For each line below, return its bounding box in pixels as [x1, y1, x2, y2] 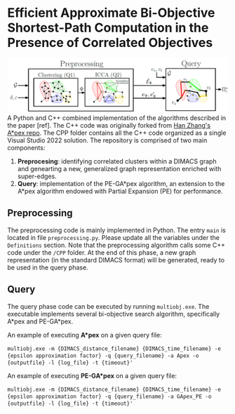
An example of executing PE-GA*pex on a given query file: [7, 371, 177, 380]
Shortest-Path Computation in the [7, 20, 209, 36]
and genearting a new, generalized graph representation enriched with [17, 164, 222, 173]
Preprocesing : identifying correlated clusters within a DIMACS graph [17, 156, 217, 166]
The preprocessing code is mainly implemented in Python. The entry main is [7, 226, 226, 234]
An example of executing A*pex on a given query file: [7, 330, 163, 339]
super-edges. [17, 172, 58, 180]
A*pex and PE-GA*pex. [7, 317, 74, 326]
